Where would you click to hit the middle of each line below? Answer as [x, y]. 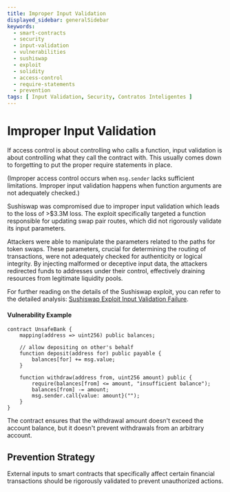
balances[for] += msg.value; [74, 360]
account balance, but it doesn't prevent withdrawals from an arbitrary [106, 428]
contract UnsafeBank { [40, 329]
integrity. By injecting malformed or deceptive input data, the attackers [107, 264]
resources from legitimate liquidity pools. [65, 278]
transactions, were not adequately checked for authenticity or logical [105, 256]
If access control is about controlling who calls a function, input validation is [115, 150]
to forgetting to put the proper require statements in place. [90, 165]
